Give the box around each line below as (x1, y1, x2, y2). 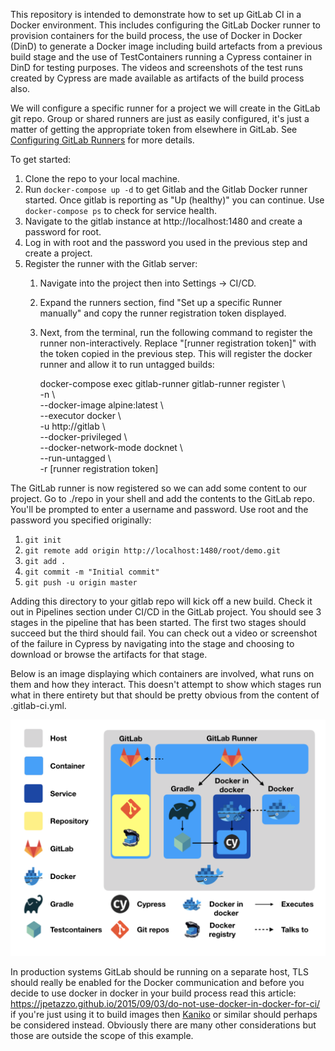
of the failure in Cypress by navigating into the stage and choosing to (10, 638, 295, 649)
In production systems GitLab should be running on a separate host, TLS (10, 966, 309, 978)
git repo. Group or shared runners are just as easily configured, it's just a (10, 113, 310, 124)
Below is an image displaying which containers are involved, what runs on (10, 668, 315, 679)
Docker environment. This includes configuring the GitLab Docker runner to (10, 19, 321, 31)
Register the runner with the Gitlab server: (24, 258, 198, 269)
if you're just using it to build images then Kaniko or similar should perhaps (10, 1009, 318, 1020)
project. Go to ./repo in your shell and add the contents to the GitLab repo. (10, 493, 315, 504)
